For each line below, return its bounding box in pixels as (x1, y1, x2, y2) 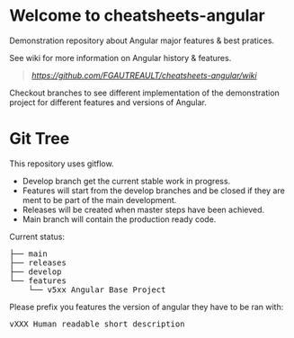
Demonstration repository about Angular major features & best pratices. (9, 35, 275, 46)
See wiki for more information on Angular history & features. (9, 52, 232, 63)
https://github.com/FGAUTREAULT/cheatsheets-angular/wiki (31, 69, 258, 81)
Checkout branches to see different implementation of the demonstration (9, 87, 281, 98)
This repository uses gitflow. (9, 158, 114, 169)
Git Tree (9, 129, 70, 149)
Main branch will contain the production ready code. (22, 213, 217, 225)
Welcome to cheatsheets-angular (9, 5, 265, 26)
